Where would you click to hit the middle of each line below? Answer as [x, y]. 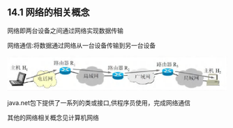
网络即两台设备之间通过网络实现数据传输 [65, 31]
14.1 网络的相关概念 [48, 13]
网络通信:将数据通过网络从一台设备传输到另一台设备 [82, 45]
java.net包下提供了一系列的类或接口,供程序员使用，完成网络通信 [99, 103]
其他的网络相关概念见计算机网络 [53, 118]
